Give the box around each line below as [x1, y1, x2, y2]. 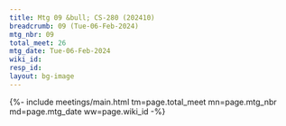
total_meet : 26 [9, 38, 67, 48]
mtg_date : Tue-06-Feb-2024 [9, 47, 111, 56]
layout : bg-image [9, 72, 75, 81]
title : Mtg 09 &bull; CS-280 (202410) [9, 13, 155, 22]
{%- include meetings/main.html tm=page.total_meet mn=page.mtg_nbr [9, 96, 277, 107]
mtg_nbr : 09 [9, 30, 54, 39]
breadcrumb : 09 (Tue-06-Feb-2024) [9, 22, 140, 31]
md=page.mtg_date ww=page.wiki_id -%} [9, 105, 166, 117]
